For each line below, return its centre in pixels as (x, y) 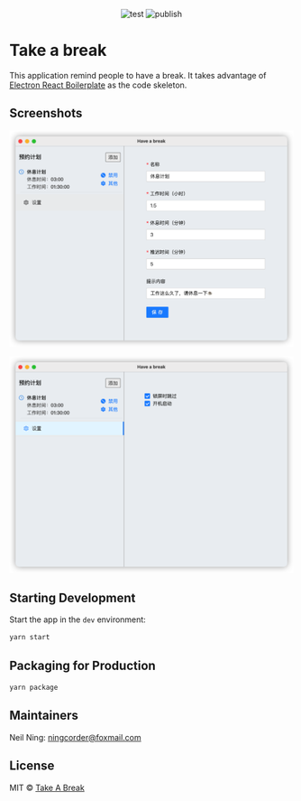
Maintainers (44, 716)
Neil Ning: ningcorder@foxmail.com (75, 737)
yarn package (34, 688)
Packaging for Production (82, 665)
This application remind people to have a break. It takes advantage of (138, 75)
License (32, 766)
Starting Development (73, 597)
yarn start (30, 638)
